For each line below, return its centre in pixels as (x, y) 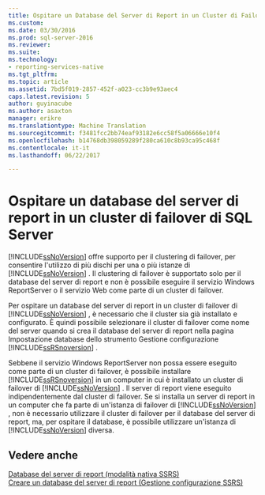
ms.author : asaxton (40, 111)
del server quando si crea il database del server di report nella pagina (121, 331)
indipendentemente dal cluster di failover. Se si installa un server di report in (132, 397)
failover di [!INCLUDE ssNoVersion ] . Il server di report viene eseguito (120, 388)
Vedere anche (43, 455)
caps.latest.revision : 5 (49, 96)
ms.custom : (26, 23)
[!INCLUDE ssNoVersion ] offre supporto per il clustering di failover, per (122, 257)
